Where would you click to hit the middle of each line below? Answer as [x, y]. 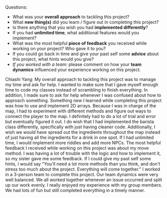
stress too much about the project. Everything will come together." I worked [83, 169]
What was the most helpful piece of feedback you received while [80, 43]
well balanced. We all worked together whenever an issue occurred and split [84, 180]
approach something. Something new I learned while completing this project [83, 100]
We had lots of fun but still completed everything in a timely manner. [75, 190]
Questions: [16, 7]
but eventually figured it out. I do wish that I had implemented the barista [80, 122]
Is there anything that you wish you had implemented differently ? [80, 27]
